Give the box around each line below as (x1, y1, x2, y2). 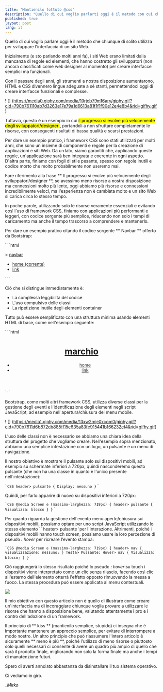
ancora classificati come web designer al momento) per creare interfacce (5, 64, 152, 70)
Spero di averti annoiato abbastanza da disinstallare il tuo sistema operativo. (5, 663, 158, 669)
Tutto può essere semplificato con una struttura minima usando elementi (5, 314, 150, 320)
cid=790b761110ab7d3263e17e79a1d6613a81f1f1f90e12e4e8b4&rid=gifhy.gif (5, 103, 157, 109)
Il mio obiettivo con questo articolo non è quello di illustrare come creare (5, 598, 150, 604)
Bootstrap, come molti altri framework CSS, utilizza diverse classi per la (5, 399, 148, 405)
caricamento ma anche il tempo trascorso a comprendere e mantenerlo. (5, 219, 149, 224)
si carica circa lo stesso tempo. (5, 193, 67, 200)
